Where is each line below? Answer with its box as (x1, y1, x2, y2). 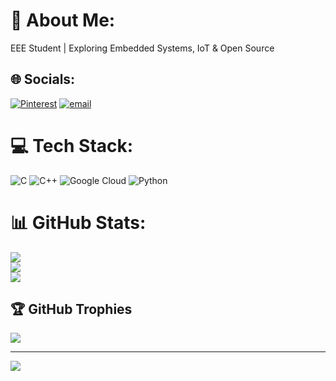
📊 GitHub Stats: (10, 211, 147, 234)
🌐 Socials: (10, 71, 76, 88)
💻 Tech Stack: (10, 134, 134, 157)
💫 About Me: (10, 9, 116, 32)
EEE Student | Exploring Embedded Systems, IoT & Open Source (10, 42, 275, 54)
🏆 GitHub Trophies (10, 301, 133, 318)
